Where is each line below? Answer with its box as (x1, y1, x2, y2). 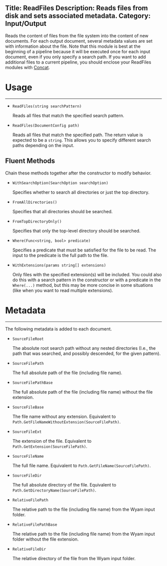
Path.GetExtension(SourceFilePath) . (12, 443, 88, 449)
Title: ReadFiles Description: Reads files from (5, 4, 148, 12)
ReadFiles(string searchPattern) (12, 104, 82, 109)
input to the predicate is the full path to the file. (12, 252, 108, 258)
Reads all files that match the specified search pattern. (12, 112, 124, 118)
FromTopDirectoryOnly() (12, 219, 62, 224)
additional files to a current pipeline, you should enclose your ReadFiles (5, 59, 152, 65)
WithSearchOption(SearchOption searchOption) (12, 180, 108, 185)
